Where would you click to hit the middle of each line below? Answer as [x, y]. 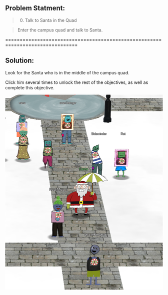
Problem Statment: [35, 8]
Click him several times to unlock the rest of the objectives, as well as [77, 82]
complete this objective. [30, 87]
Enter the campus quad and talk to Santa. [60, 30]
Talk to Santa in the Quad [51, 20]
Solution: [19, 61]
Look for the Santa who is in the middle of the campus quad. [67, 72]
